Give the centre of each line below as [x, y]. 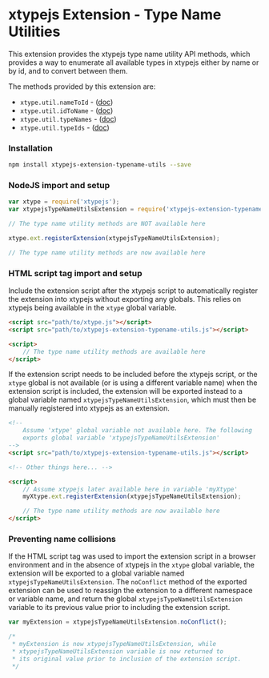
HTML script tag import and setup [75, 273]
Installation [31, 148]
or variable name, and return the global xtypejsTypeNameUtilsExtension [125, 599]
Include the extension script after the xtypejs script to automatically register [133, 291]
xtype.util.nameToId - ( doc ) [66, 102]
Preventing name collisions [62, 539]
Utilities [34, 32]
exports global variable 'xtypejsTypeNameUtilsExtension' [121, 438]
